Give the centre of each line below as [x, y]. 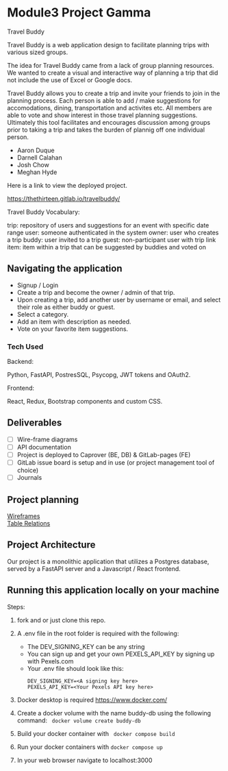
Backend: [21, 362]
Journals [29, 478]
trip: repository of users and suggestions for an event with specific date [108, 225]
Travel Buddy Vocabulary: [43, 212]
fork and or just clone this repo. [61, 620]
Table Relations [29, 523]
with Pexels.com [50, 661]
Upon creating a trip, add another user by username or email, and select [119, 299]
